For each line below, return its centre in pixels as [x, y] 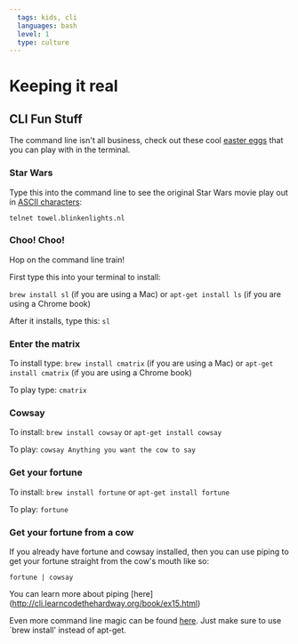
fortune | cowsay [41, 578]
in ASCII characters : [46, 202]
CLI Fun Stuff [46, 119]
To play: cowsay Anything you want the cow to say [102, 449]
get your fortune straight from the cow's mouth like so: [109, 561]
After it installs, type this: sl [60, 320]
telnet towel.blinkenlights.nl [67, 218]
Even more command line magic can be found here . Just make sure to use [145, 621]
